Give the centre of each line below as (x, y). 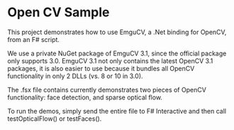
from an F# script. (34, 39)
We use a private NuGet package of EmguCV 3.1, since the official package (117, 53)
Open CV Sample (58, 12)
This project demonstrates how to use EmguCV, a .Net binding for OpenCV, (117, 32)
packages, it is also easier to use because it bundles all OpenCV (101, 68)
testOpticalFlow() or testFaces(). (55, 119)
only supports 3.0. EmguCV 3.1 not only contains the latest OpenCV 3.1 (110, 60)
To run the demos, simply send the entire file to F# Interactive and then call (117, 111)
